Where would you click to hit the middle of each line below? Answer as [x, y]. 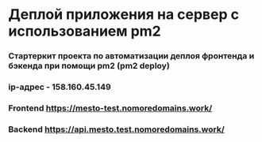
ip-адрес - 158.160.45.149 [60, 87]
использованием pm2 [85, 31]
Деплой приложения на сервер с [124, 15]
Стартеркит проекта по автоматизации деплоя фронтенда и [131, 56]
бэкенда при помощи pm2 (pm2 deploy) [89, 66]
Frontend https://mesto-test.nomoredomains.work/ [110, 108]
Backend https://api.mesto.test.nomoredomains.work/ [116, 129]
